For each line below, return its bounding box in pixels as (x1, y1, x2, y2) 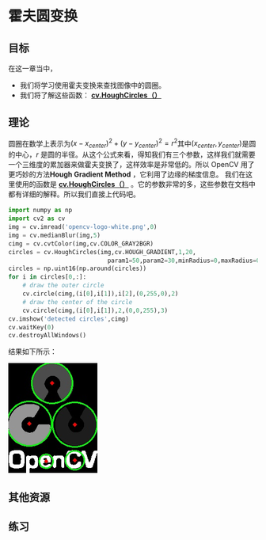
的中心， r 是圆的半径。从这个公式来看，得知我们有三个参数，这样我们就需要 (8, 150, 256, 159)
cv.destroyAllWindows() (8, 332, 87, 340)
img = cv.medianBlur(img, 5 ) (8, 231, 101, 239)
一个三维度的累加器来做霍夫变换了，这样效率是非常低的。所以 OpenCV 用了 (8, 160, 255, 169)
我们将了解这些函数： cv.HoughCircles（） (19, 90, 162, 100)
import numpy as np (8, 207, 73, 215)
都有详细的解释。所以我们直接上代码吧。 (8, 189, 140, 199)
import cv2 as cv (8, 215, 66, 222)
